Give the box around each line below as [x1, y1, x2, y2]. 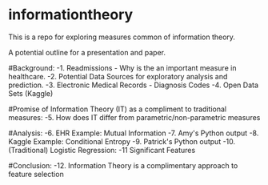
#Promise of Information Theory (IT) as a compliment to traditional [8, 104, 226, 114]
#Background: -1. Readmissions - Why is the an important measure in [8, 62, 237, 73]
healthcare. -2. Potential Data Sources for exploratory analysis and [8, 71, 228, 81]
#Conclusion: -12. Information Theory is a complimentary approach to [8, 160, 238, 170]
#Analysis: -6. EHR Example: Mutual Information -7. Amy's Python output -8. [8, 128, 259, 138]
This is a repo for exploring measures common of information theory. [8, 32, 236, 42]
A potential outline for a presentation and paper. [8, 47, 166, 57]
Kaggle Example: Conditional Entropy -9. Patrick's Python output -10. [8, 136, 236, 146]
